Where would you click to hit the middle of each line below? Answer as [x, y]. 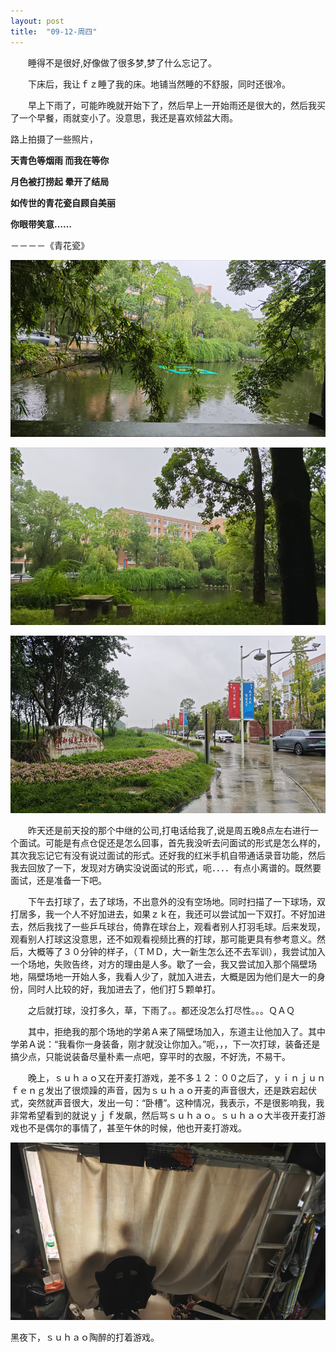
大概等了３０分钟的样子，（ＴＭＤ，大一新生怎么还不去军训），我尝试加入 [176, 951]
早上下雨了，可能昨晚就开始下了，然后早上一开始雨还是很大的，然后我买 [176, 105]
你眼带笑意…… [41, 224]
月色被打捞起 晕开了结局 [60, 181]
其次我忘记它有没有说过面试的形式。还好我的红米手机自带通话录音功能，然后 [168, 855]
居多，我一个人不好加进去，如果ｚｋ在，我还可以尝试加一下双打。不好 [163, 914]
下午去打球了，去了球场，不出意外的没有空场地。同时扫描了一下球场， [172, 901]
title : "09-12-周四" [54, 31]
